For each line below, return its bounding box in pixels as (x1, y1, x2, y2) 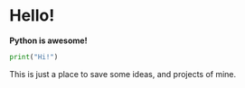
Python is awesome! (9, 35, 88, 46)
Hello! (9, 5, 55, 26)
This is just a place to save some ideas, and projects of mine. (9, 68, 237, 79)
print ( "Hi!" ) (9, 52, 59, 61)
